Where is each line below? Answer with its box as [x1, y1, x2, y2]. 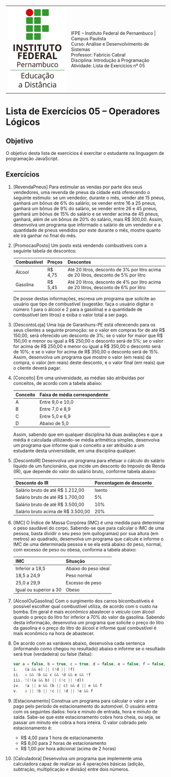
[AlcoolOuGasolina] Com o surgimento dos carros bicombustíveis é [13, 598, 154, 604]
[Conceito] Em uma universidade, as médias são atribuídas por [13, 375, 145, 381]
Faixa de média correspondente [39, 392, 109, 398]
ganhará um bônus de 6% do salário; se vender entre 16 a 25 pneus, [13, 200, 157, 206]
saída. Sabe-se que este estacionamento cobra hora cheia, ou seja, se [13, 714, 161, 720]
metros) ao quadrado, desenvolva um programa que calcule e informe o [13, 536, 164, 542]
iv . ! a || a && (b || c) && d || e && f [13, 683, 102, 688]
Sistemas [71, 46, 90, 52]
